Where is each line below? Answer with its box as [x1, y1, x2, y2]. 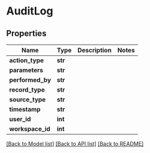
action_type [9, 56, 44, 64]
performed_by [9, 76, 52, 84]
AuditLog [6, 4, 53, 18]
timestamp [9, 105, 41, 113]
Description [77, 46, 112, 54]
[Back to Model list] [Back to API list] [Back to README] [6, 140, 144, 147]
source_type [9, 95, 46, 104]
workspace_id [9, 125, 50, 133]
